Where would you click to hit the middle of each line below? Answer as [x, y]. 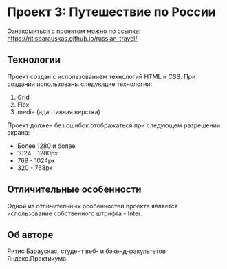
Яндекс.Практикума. [37, 259]
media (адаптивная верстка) [59, 111]
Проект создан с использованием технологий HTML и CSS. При [101, 76]
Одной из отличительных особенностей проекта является [93, 206]
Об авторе [30, 235]
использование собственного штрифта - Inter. [75, 213]
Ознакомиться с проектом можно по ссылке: [74, 31]
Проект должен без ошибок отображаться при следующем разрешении [114, 125]
